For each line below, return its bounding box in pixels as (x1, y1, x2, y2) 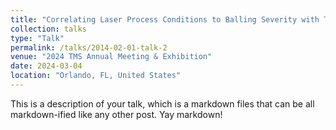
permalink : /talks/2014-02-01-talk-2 (10, 42, 168, 53)
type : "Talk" (10, 33, 65, 43)
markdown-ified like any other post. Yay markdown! (10, 108, 223, 120)
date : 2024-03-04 (10, 61, 83, 71)
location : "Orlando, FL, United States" (10, 71, 182, 81)
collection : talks (10, 24, 87, 34)
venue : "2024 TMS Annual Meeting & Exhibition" (10, 52, 213, 62)
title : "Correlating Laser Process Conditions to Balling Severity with (10, 14, 320, 25)
